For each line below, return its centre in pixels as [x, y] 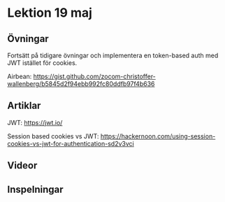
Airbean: [20, 76]
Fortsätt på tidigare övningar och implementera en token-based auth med [113, 55]
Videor [22, 166]
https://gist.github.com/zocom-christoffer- [94, 76]
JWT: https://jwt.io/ [35, 122]
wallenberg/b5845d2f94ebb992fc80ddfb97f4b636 [81, 84]
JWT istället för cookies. [42, 63]
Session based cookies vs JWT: [53, 136]
